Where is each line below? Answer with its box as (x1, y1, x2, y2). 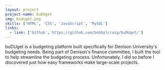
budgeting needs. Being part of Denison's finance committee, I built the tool (5, 49, 161, 55)
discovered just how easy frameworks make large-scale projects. (5, 60, 139, 65)
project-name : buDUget (5, 12, 52, 17)
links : (5, 26, 19, 31)
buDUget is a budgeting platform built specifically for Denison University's (5, 44, 158, 49)
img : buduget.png (5, 16, 41, 21)
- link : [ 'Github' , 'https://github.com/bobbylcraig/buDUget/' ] (9, 30, 143, 35)
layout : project (5, 7, 39, 12)
